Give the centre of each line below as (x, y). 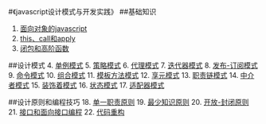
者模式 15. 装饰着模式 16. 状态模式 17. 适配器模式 (86, 85)
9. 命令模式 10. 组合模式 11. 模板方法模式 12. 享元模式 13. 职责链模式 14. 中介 (131, 75)
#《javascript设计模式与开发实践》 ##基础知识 (82, 12)
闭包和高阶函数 (44, 48)
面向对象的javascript (53, 29)
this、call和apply (47, 39)
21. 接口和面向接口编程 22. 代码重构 (66, 112)
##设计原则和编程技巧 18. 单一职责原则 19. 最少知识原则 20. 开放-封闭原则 (129, 102)
